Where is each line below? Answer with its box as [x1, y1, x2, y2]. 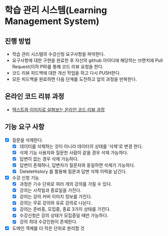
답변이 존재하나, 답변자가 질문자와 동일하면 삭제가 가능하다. [19, 162, 135, 168]
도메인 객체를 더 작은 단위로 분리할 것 [12, 225, 85, 231]
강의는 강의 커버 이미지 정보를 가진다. [19, 194, 93, 200]
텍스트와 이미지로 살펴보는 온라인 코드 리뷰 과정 [12, 106, 105, 112]
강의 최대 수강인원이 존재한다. [19, 219, 77, 225]
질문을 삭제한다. [12, 137, 43, 143]
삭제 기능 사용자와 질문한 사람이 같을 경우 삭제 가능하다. [19, 149, 129, 156]
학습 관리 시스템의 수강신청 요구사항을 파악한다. [12, 51, 105, 57]
